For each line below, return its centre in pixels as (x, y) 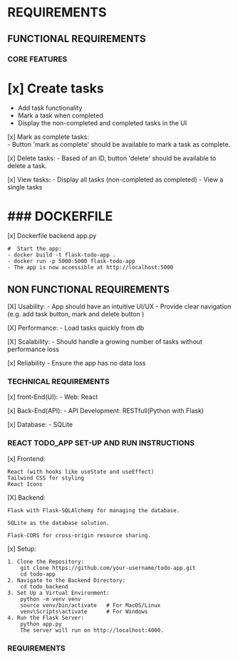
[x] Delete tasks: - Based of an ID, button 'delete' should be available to (112, 158)
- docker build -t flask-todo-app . (62, 255)
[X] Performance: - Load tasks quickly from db (76, 328)
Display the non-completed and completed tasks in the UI (102, 123)
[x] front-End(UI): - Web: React (53, 397)
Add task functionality (50, 108)
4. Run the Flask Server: (46, 618)
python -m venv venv (51, 599)
